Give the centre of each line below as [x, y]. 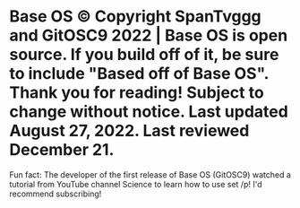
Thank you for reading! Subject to [137, 93]
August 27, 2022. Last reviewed [129, 131]
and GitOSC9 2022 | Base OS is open [149, 35]
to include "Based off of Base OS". [139, 74]
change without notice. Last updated [149, 112]
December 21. [62, 150]
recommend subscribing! [56, 194]
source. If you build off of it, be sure [144, 55]
